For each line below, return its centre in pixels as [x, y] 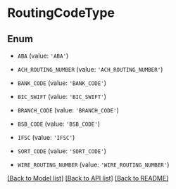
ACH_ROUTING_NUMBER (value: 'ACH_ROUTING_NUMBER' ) [90, 69]
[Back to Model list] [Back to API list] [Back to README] [88, 178]
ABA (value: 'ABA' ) [43, 56]
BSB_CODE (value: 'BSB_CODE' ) [59, 124]
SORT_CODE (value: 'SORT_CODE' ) [62, 151]
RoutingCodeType [61, 13]
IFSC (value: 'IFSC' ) [46, 137]
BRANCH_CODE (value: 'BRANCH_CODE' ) [68, 110]
